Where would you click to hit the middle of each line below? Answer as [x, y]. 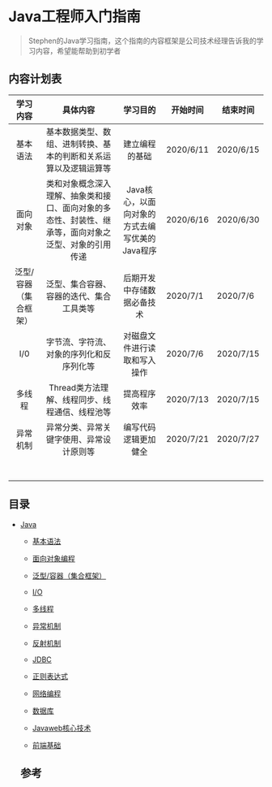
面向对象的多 [87, 208]
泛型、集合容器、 [79, 283]
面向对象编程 [53, 558]
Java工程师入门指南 [74, 17]
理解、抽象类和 [74, 196]
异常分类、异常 [74, 427]
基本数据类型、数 [79, 132]
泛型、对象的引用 [79, 244]
